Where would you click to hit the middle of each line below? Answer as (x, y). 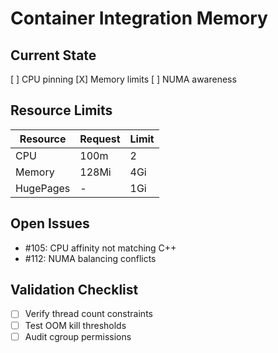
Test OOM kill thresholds (75, 325)
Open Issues (50, 223)
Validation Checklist (74, 290)
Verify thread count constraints (88, 314)
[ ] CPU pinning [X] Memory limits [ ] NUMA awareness (123, 79)
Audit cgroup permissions (78, 336)
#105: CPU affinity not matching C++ (100, 248)
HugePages (43, 188)
